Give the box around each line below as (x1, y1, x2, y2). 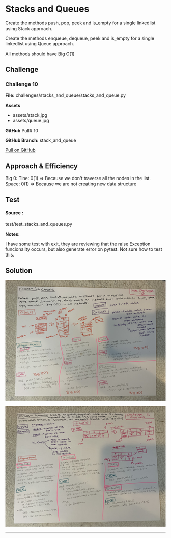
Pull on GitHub (5, 147, 36, 153)
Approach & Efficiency (5, 162, 78, 171)
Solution (5, 266, 33, 275)
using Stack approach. (5, 25, 52, 31)
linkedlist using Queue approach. (5, 40, 74, 46)
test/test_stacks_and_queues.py (5, 221, 73, 227)
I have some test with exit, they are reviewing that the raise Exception (5, 241, 151, 247)
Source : (5, 210, 24, 216)
